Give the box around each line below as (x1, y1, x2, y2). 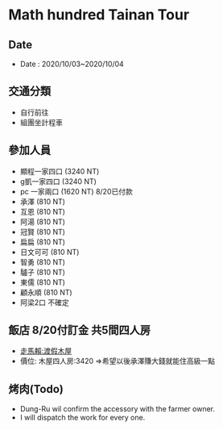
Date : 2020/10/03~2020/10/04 (19, 59, 125, 69)
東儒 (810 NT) (19, 277, 66, 287)
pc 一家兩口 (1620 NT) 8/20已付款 (19, 186, 133, 196)
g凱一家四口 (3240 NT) (19, 176, 97, 186)
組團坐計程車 (19, 117, 63, 127)
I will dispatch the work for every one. (19, 413, 146, 423)
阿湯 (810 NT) (19, 216, 66, 227)
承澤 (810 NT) (19, 196, 66, 207)
